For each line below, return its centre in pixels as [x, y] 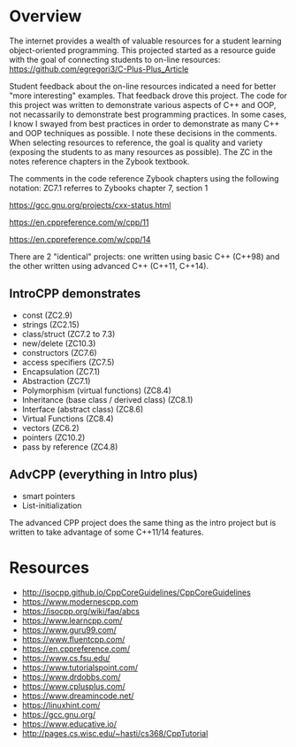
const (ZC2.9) [47, 315]
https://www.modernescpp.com [80, 601]
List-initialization [52, 505]
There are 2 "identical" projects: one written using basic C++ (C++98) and [144, 256]
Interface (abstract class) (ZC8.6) [83, 409]
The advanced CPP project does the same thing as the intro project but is [143, 522]
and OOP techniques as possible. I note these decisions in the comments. [143, 133]
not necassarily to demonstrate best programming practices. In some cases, [148, 114]
